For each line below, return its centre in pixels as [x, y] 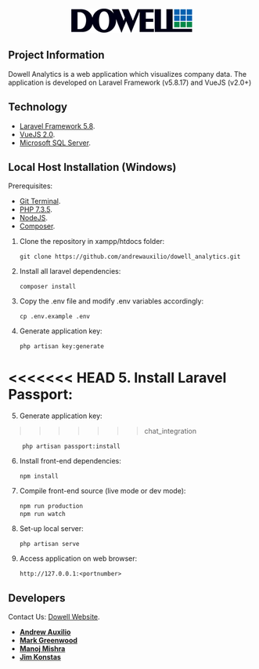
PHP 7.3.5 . [36, 209]
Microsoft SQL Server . [55, 143]
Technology [38, 107]
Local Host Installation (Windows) [92, 167]
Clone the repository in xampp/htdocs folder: [92, 242]
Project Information [56, 55]
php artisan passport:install [72, 447]
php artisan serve [49, 544]
